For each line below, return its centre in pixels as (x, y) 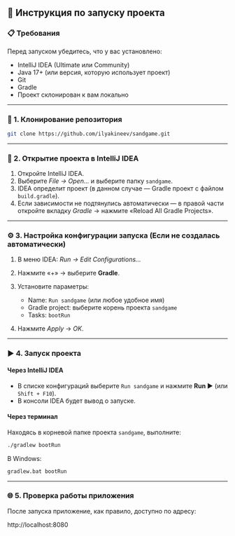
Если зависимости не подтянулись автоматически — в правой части (120, 203)
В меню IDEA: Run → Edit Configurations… (79, 259)
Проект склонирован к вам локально (73, 95)
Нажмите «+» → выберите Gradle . (69, 273)
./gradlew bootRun (34, 445)
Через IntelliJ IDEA (35, 370)
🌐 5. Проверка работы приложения (71, 496)
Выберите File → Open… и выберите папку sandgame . (95, 181)
